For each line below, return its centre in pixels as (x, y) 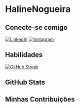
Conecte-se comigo (36, 27)
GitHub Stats (25, 82)
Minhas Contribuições (40, 99)
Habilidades (24, 55)
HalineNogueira (38, 9)
